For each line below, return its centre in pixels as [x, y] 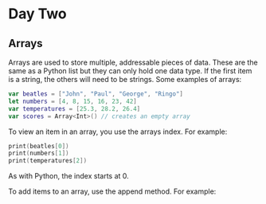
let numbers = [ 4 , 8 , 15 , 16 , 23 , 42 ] [73, 101]
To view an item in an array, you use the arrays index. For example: [118, 131]
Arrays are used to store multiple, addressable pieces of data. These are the [133, 62]
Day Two [38, 14]
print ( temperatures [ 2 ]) [48, 161]
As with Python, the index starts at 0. [68, 176]
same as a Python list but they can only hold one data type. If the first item [130, 71]
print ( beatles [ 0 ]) [39, 146]
